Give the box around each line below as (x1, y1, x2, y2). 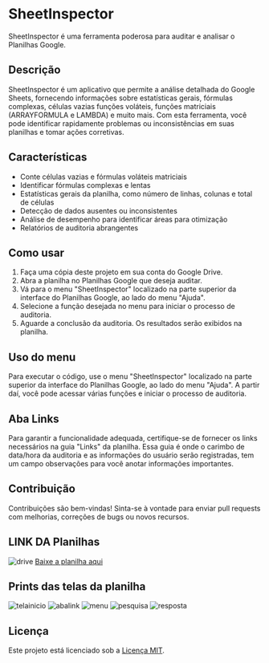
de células (19, 197, 55, 207)
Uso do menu (8, 350, 76, 364)
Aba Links (8, 412, 59, 425)
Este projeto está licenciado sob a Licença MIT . (8, 645, 165, 655)
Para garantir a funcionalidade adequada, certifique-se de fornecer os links (8, 433, 259, 442)
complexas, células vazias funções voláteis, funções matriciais (8, 101, 217, 111)
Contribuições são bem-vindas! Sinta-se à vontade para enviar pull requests (8, 503, 261, 513)
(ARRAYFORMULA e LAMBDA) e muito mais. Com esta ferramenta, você (8, 110, 247, 120)
